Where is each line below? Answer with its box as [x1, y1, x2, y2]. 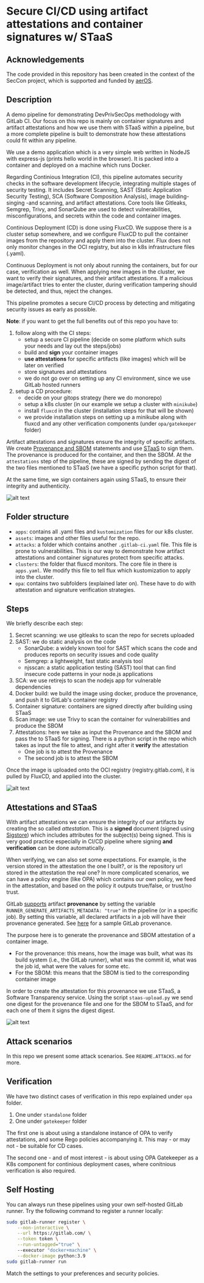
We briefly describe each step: [6, 620, 83, 627]
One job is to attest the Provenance [24, 748, 113, 756]
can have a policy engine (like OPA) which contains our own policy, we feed [6, 876, 196, 883]
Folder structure [6, 511, 69, 522]
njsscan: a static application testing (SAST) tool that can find [24, 664, 177, 671]
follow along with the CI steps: [15, 329, 91, 336]
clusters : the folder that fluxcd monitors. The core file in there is [15, 560, 177, 568]
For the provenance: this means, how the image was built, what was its [15, 950, 193, 957]
